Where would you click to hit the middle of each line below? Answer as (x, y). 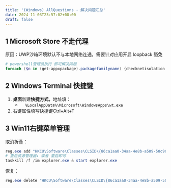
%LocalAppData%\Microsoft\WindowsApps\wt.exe (74, 105)
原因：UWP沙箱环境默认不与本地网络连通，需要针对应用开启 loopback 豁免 (84, 54)
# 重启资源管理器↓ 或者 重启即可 (36, 156)
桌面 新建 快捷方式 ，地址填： (42, 99)
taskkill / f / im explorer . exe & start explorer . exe (61, 161)
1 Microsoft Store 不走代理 (47, 41)
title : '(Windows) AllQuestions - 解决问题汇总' (55, 10)
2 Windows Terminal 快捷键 (49, 86)
